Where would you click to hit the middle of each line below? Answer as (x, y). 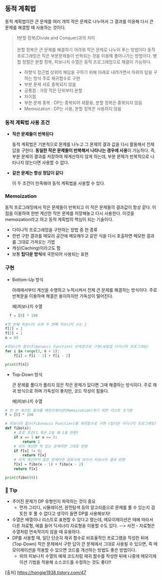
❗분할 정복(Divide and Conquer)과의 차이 (56, 37)
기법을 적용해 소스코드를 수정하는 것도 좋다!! (70, 562)
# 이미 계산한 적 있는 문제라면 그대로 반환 (51, 446)
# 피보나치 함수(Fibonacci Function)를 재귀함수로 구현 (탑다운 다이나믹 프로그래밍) (81, 424)
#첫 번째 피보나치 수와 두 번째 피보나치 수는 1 (46, 324)
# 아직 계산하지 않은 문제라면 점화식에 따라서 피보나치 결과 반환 (69, 460)
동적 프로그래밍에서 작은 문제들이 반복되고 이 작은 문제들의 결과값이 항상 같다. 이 (81, 207)
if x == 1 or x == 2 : (35, 437)
